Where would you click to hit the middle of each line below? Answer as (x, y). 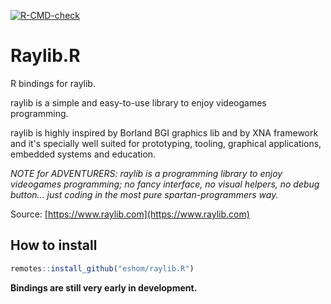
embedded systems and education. (83, 154)
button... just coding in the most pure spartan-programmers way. (144, 194)
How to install (54, 245)
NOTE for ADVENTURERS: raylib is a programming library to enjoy (146, 173)
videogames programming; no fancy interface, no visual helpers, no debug (165, 184)
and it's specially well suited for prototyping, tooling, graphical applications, (166, 143)
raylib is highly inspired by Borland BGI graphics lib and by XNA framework (164, 132)
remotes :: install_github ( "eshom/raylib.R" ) (102, 268)
